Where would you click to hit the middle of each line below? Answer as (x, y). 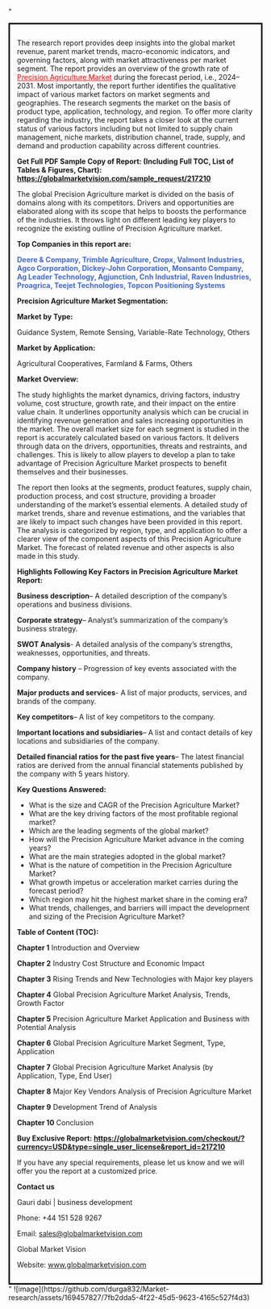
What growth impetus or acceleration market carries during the (133, 882)
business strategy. (48, 629)
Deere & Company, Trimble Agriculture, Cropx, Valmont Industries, (131, 260)
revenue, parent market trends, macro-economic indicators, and (124, 51)
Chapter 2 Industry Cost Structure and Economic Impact (111, 963)
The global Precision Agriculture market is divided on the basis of (126, 194)
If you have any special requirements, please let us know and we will (131, 1162)
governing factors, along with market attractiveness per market (122, 60)
